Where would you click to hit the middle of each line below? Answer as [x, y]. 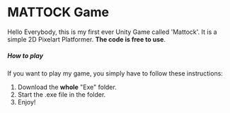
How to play [25, 55]
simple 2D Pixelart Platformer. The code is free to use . [87, 39]
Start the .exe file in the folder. [62, 94]
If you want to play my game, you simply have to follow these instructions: [115, 73]
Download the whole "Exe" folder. [67, 87]
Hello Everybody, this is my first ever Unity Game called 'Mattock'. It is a [112, 32]
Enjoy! [27, 102]
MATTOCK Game [58, 12]
